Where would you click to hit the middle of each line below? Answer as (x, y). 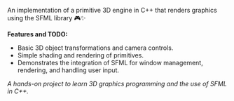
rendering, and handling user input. (68, 70)
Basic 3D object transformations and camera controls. (95, 48)
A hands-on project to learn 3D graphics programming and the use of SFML (117, 84)
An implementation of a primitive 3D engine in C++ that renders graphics (112, 10)
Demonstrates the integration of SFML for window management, (110, 63)
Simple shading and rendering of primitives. (80, 55)
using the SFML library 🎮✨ (47, 18)
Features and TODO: (37, 34)
